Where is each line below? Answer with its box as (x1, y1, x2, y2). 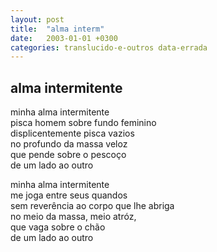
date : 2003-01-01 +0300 (10, 33, 118, 43)
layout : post (10, 14, 65, 25)
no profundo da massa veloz (10, 138, 128, 150)
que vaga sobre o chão (10, 221, 106, 233)
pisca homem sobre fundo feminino (10, 117, 157, 129)
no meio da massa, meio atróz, (10, 211, 137, 223)
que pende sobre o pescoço (10, 149, 127, 161)
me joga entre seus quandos (10, 189, 128, 201)
